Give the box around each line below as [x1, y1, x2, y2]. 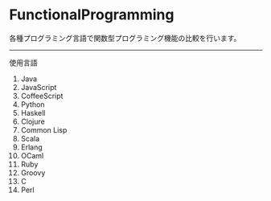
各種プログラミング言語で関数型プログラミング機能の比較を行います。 [9, 33, 241, 43]
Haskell [20, 108, 46, 117]
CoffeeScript [20, 91, 64, 100]
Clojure [20, 117, 45, 126]
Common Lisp [20, 125, 68, 134]
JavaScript [20, 82, 57, 92]
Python [20, 99, 45, 109]
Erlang [20, 142, 43, 152]
